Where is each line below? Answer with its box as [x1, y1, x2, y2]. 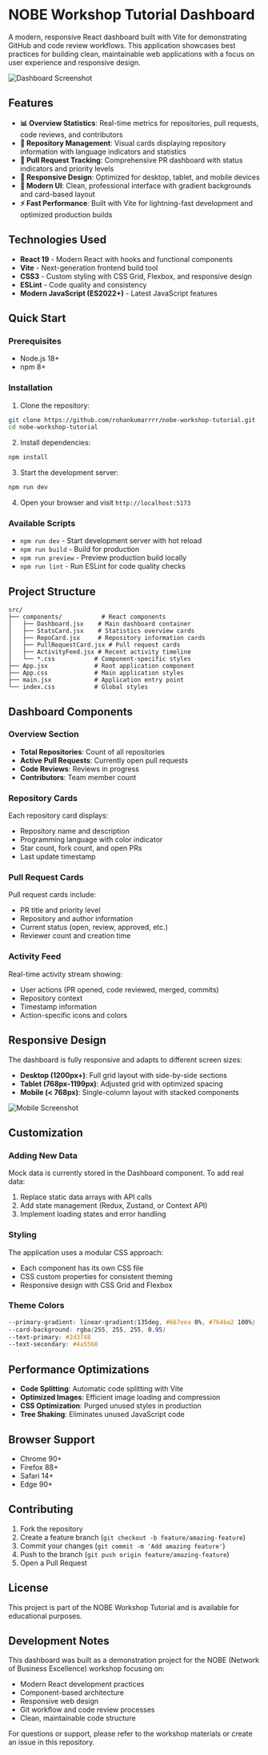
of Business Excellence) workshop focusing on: [8, 1664, 166, 1673]
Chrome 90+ [19, 1454, 62, 1463]
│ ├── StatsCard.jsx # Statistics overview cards [8, 627, 195, 635]
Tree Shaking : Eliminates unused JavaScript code [19, 1410, 186, 1419]
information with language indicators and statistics [19, 147, 186, 156]
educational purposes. [8, 1611, 82, 1620]
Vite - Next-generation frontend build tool [19, 263, 158, 272]
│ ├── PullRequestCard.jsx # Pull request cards [8, 641, 181, 650]
